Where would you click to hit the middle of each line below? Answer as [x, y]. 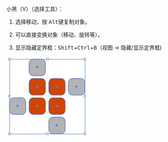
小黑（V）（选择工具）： [35, 9]
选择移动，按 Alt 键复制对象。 [53, 22]
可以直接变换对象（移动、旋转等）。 [59, 35]
